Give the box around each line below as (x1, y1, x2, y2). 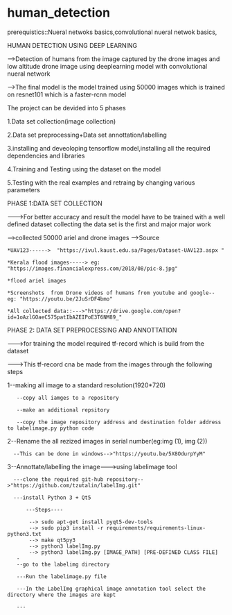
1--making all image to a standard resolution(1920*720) (7, 380, 166, 389)
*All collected (7, 307, 51, 314)
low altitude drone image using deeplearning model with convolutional (7, 62, 208, 70)
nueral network (7, 69, 51, 78)
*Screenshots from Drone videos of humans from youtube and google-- (7, 289, 215, 296)
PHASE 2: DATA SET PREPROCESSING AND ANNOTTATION (7, 326, 177, 334)
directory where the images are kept (7, 591, 116, 598)
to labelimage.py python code (7, 425, 95, 432)
